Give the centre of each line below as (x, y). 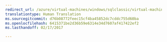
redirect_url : (20, 10)
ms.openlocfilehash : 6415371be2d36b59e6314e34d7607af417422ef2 (72, 23)
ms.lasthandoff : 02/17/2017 (34, 28)
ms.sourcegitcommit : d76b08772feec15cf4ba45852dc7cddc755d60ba (72, 19)
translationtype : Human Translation (43, 14)
